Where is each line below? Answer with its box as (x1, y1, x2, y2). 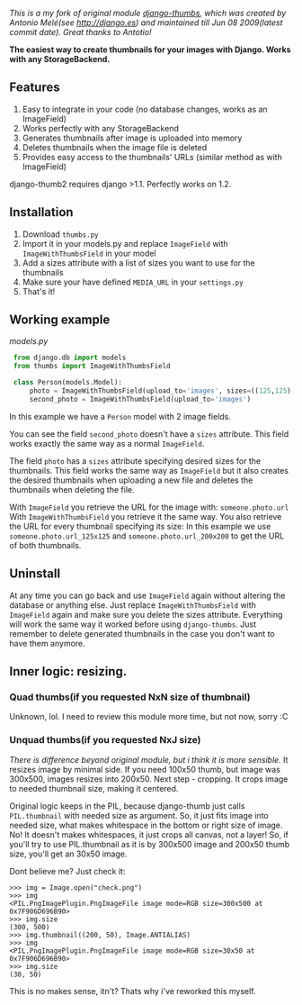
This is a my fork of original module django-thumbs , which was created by (9, 8, 287, 18)
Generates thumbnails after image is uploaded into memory (22, 132, 243, 143)
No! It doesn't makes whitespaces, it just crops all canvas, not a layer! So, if (9, 828, 289, 840)
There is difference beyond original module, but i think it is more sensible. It (9, 754, 289, 765)
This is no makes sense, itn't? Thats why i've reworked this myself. (9, 985, 256, 996)
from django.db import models (13, 353, 127, 363)
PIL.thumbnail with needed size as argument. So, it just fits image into (9, 810, 269, 820)
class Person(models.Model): (13, 378, 123, 387)
